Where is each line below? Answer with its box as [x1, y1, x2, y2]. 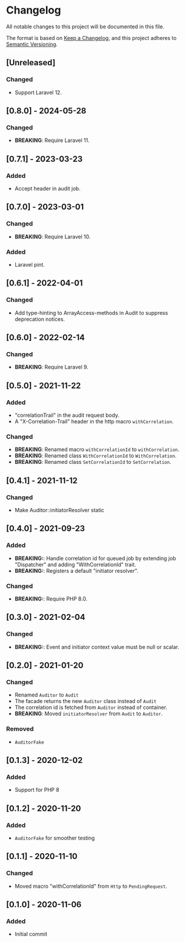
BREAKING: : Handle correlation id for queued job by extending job [14, 555, 176, 562]
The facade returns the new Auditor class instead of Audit [14, 698, 157, 705]
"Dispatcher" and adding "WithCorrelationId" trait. [14, 560, 137, 568]
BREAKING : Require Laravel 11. [14, 137, 90, 144]
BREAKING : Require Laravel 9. [14, 363, 88, 371]
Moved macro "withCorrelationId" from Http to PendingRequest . [14, 883, 167, 890]
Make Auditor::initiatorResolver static [14, 507, 105, 514]
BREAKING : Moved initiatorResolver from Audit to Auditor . [14, 710, 163, 717]
